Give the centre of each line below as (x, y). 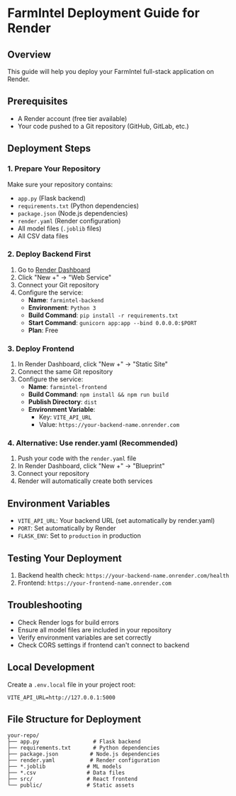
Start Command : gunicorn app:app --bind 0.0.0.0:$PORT (112, 322)
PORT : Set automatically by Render (67, 529)
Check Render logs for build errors (68, 622)
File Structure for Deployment (74, 720)
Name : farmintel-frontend (68, 387)
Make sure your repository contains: (60, 184)
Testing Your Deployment (65, 558)
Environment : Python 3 (62, 307)
